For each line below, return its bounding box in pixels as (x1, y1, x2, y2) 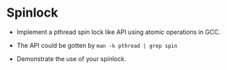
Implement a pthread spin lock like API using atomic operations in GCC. (16, 28, 221, 36)
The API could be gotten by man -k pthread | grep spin (16, 41, 178, 49)
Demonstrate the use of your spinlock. (16, 54, 126, 63)
